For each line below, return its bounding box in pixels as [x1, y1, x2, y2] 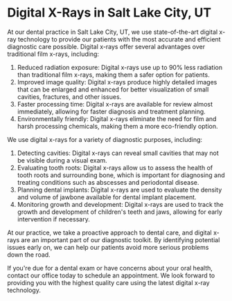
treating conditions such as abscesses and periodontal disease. [17, 178, 199, 186]
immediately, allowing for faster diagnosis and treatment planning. [17, 107, 206, 116]
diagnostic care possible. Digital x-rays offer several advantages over [7, 42, 206, 51]
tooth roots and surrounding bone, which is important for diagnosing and [17, 171, 225, 179]
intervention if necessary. [17, 215, 90, 223]
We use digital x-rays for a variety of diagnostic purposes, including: [7, 135, 203, 143]
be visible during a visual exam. [17, 156, 107, 164]
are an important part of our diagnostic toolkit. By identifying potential [21, 235, 220, 244]
